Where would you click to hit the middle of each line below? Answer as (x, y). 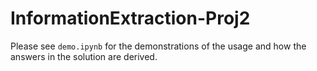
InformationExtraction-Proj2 (130, 18)
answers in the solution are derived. (84, 56)
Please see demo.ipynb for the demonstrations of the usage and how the (158, 46)
